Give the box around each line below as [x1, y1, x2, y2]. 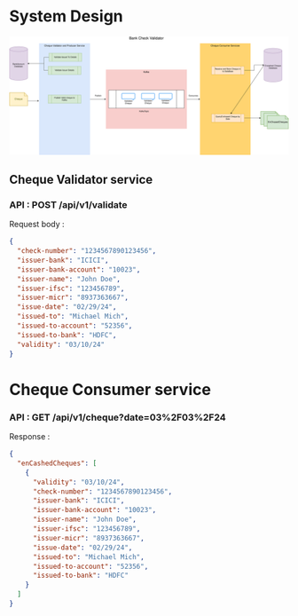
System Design [9, 6, 124, 27]
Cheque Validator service [9, 171, 153, 187]
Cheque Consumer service [9, 379, 211, 399]
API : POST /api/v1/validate [9, 198, 128, 210]
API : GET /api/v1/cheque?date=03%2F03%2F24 [9, 411, 226, 423]
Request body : [9, 219, 65, 230]
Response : [9, 431, 51, 442]
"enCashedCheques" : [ [17, 459, 98, 468]
